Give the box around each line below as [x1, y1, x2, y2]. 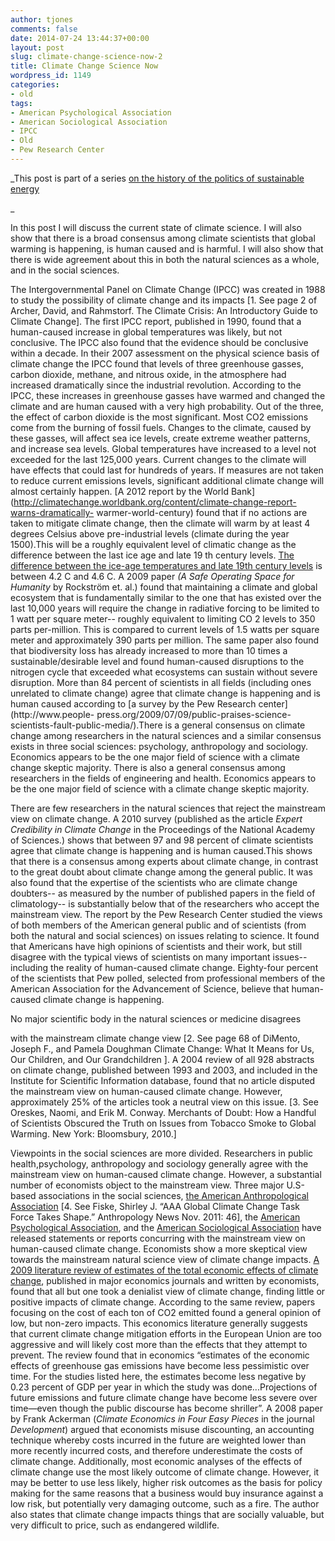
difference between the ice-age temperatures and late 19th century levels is [10, 559, 323, 571]
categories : [10, 80, 60, 90]
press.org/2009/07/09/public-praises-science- [96, 708, 292, 720]
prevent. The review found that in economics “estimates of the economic [10, 1349, 310, 1361]
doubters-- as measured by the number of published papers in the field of [10, 887, 316, 899]
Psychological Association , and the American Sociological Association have [10, 1221, 322, 1233]
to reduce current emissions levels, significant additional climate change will [10, 474, 325, 486]
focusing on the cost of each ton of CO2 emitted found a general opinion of [10, 1306, 322, 1318]
